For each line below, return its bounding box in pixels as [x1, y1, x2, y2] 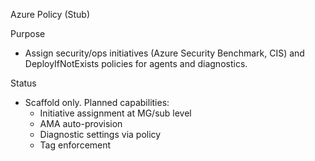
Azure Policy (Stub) [10, 9, 91, 20]
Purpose [10, 28, 46, 39]
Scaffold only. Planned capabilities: [24, 97, 170, 108]
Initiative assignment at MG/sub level [39, 107, 192, 119]
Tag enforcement [39, 139, 112, 151]
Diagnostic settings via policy [39, 129, 162, 140]
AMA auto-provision [39, 118, 123, 129]
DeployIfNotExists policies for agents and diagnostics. [24, 58, 248, 69]
